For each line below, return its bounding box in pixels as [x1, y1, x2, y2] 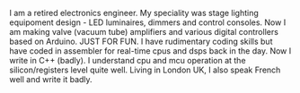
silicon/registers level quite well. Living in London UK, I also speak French [9, 64, 281, 75]
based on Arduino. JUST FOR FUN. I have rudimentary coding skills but [9, 36, 273, 46]
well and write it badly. [9, 74, 93, 84]
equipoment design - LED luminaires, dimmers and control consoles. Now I [9, 17, 287, 28]
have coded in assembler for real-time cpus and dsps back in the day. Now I [9, 46, 292, 56]
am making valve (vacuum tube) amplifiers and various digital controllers [9, 27, 278, 37]
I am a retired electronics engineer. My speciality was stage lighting [9, 8, 259, 18]
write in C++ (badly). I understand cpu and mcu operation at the [9, 55, 246, 65]
